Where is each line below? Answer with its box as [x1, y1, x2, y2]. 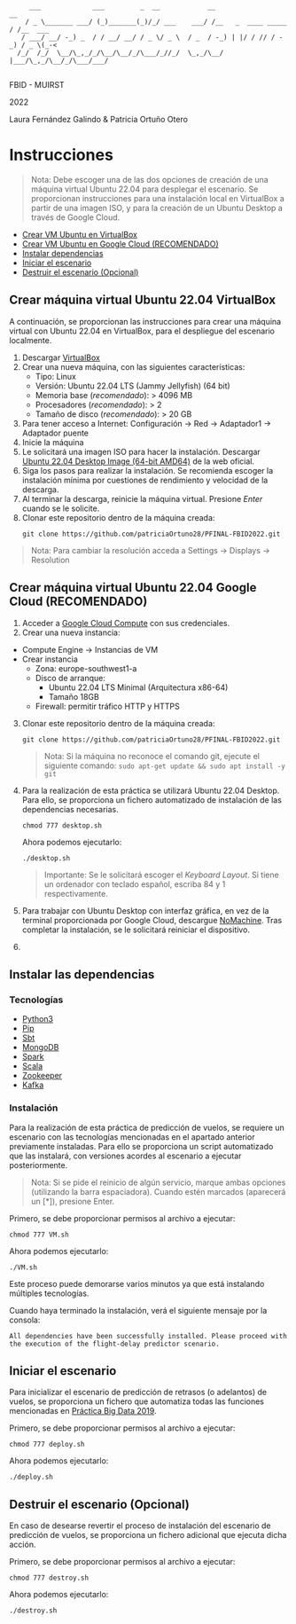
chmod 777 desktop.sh [21, 820, 102, 830]
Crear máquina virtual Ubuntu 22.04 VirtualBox [9, 293, 277, 308]
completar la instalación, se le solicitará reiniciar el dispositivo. [21, 924, 251, 935]
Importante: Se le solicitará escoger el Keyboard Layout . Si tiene [43, 869, 279, 880]
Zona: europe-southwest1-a [35, 663, 137, 673]
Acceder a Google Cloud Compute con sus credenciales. [21, 617, 230, 628]
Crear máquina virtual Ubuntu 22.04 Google [9, 580, 257, 595]
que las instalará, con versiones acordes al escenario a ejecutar [9, 1150, 242, 1161]
